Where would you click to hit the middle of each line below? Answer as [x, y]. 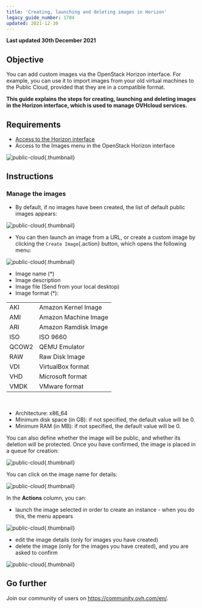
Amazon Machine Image [74, 317]
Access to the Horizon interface [55, 139]
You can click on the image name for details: [62, 474]
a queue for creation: [33, 451]
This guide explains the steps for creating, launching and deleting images [101, 99]
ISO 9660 [53, 337]
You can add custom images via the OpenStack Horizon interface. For [94, 74]
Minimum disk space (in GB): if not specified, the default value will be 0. [105, 420]
